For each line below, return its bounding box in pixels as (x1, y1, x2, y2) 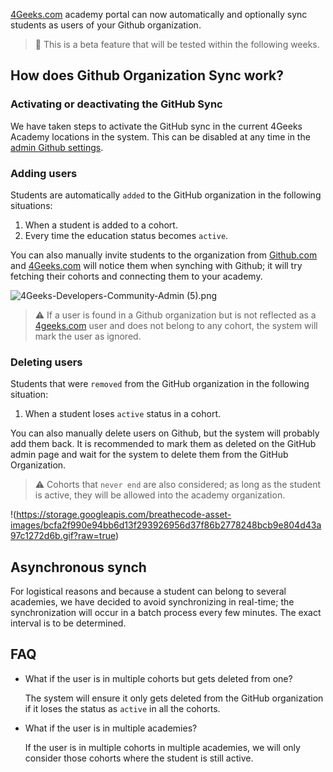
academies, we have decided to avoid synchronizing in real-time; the (10, 596, 295, 608)
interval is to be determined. (10, 617, 127, 629)
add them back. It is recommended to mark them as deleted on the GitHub (10, 438, 317, 450)
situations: (10, 199, 53, 211)
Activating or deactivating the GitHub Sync (10, 97, 223, 111)
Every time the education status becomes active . (24, 229, 229, 241)
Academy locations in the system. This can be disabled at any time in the (10, 130, 311, 143)
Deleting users (10, 355, 83, 369)
